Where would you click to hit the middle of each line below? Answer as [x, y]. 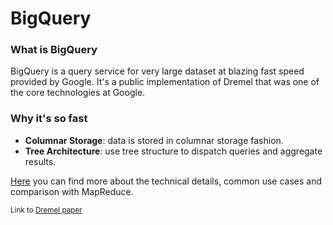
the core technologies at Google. [78, 93]
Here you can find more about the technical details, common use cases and [166, 181]
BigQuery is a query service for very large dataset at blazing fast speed [157, 71]
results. [40, 161]
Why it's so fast [49, 119]
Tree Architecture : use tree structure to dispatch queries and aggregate [173, 151]
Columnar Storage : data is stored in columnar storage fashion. [154, 140]
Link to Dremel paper [46, 210]
